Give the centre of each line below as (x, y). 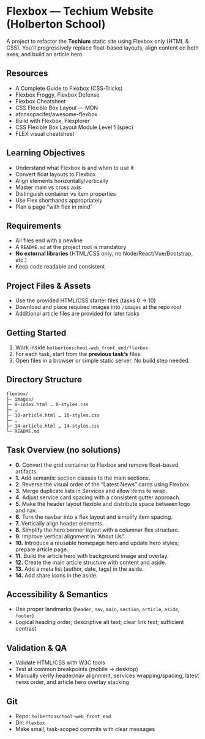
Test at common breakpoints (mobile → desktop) (77, 669)
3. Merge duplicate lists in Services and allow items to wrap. (91, 491)
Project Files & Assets (49, 286)
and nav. (26, 510)
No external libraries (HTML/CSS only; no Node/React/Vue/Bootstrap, (104, 254)
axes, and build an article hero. (45, 54)
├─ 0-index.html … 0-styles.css (47, 404)
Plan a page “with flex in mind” (54, 207)
